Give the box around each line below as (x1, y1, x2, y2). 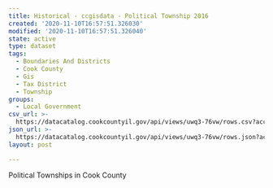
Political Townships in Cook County (8, 170, 128, 180)
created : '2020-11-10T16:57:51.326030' (8, 20, 144, 28)
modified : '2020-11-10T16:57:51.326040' (8, 27, 148, 35)
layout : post (8, 140, 53, 149)
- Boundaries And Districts (15, 58, 111, 66)
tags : (8, 50, 27, 58)
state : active (8, 34, 57, 43)
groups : (8, 95, 35, 103)
